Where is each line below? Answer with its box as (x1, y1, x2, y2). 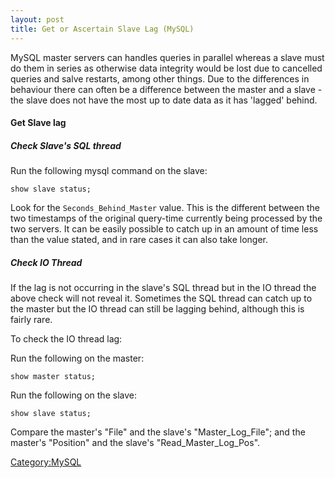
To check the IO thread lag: (10, 333, 123, 345)
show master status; (10, 372, 97, 382)
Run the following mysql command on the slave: (10, 165, 208, 177)
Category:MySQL (10, 456, 82, 468)
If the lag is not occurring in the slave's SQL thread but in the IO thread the (10, 282, 317, 294)
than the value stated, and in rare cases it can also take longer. (10, 234, 269, 246)
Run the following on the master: (10, 352, 145, 365)
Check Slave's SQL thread (10, 139, 122, 151)
